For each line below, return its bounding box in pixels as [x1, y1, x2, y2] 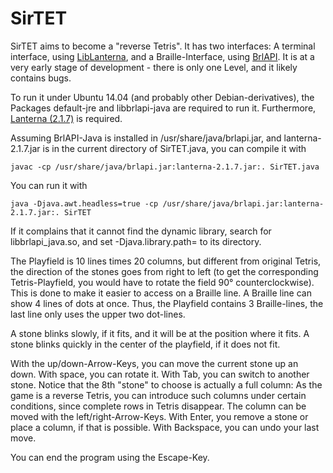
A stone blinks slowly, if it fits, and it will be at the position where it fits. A [10, 327, 310, 339]
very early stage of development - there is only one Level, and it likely [10, 61, 298, 73]
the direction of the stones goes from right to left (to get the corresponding [10, 265, 319, 277]
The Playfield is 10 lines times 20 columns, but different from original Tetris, [10, 255, 322, 267]
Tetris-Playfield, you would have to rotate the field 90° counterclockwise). [10, 276, 315, 288]
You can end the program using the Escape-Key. [10, 451, 210, 463]
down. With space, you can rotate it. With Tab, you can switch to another [10, 368, 310, 380]
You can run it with [10, 179, 88, 191]
